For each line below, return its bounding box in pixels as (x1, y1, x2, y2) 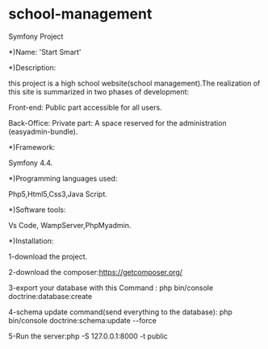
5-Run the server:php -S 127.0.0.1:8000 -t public (8, 331, 168, 341)
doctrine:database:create (8, 291, 93, 301)
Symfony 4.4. (8, 158, 53, 168)
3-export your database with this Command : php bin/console (8, 283, 214, 293)
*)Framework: (8, 142, 56, 152)
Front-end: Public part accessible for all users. (8, 102, 163, 112)
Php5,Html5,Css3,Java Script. (8, 189, 107, 198)
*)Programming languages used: (8, 173, 118, 183)
